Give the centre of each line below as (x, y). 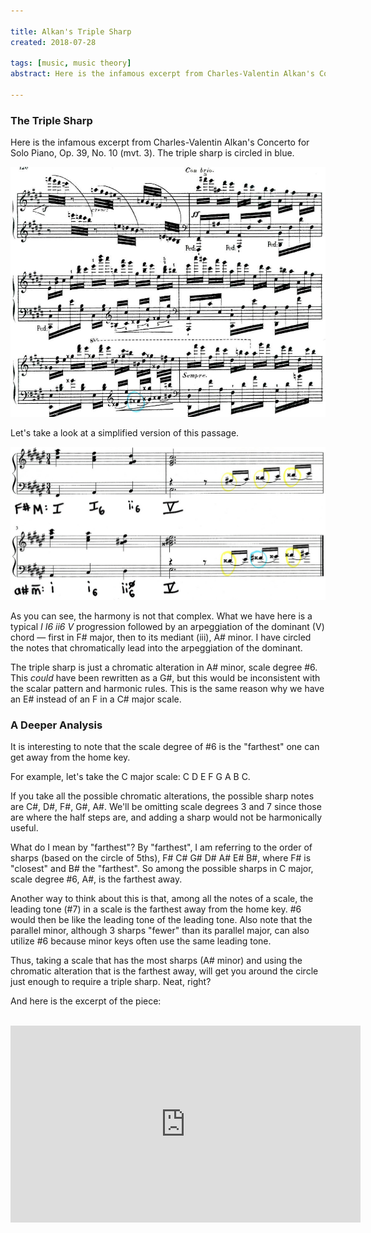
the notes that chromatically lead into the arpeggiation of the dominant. (156, 647)
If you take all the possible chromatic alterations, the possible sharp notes (162, 796)
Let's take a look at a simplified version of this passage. (125, 432)
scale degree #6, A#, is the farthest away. (96, 879)
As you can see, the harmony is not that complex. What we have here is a (161, 616)
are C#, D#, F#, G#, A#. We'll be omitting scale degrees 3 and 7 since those (166, 807)
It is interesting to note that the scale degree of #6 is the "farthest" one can (165, 747)
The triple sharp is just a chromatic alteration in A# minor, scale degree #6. (164, 667)
